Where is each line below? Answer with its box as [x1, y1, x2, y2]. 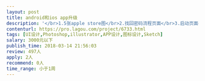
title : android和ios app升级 [6, 15, 78, 21]
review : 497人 [6, 49, 41, 55]
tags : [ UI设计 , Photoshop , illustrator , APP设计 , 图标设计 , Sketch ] [6, 32, 164, 38]
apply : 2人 [6, 54, 34, 60]
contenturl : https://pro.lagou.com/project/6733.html [6, 26, 146, 32]
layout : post [6, 9, 40, 15]
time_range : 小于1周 [6, 65, 56, 72]
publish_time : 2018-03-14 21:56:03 [6, 43, 97, 49]
